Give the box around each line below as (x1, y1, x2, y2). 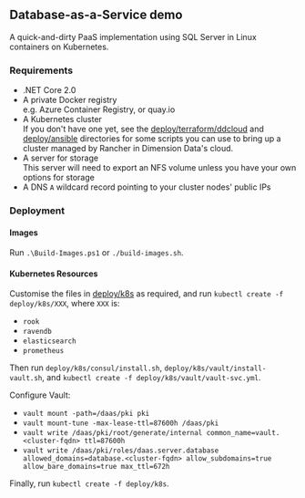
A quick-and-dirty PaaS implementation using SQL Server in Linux (9, 31, 257, 42)
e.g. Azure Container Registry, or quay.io (22, 104, 176, 115)
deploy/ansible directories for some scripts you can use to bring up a (22, 133, 281, 144)
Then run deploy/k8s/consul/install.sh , (9, 362, 162, 373)
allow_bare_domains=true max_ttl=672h (22, 462, 170, 472)
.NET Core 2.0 (22, 85, 76, 96)
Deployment (9, 204, 66, 217)
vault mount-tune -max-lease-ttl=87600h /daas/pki (22, 419, 219, 428)
